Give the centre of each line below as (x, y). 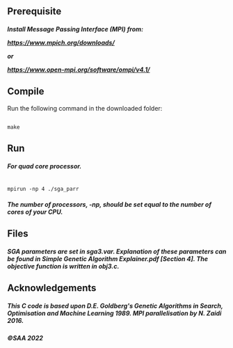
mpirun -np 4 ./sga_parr (43, 189)
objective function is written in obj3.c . (63, 266)
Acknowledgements (52, 288)
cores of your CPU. (35, 212)
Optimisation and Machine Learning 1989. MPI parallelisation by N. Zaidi (114, 313)
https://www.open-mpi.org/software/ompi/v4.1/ (79, 70)
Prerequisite (34, 11)
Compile (26, 92)
